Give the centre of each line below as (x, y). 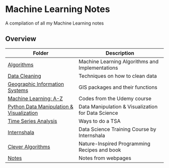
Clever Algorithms (29, 146)
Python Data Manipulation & (41, 106)
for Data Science (98, 113)
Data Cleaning (24, 76)
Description (120, 53)
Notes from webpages (105, 158)
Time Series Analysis (32, 121)
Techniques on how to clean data (118, 76)
